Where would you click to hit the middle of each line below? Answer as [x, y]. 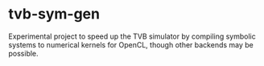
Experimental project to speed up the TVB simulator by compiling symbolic [132, 36]
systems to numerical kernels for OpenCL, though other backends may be [131, 44]
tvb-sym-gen [54, 14]
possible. [23, 53]
